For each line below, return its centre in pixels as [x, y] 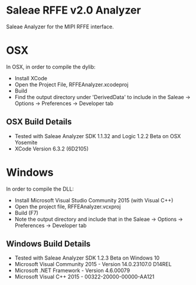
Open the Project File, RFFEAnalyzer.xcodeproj [71, 84]
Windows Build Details [48, 244]
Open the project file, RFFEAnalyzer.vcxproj [68, 207]
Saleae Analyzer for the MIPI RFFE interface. [60, 27]
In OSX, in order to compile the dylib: [51, 67]
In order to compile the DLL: [40, 189]
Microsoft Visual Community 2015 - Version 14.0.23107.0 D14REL [93, 264]
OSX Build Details [39, 122]
